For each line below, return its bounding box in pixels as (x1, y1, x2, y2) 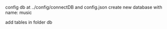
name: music (5, 9, 32, 15)
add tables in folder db (5, 19, 53, 25)
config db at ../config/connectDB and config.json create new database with (5, 4, 162, 10)
